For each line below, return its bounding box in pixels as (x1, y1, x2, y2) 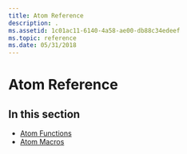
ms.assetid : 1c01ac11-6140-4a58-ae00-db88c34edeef (8, 26, 181, 34)
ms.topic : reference (8, 34, 78, 42)
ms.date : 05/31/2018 (8, 41, 78, 49)
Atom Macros (19, 137, 65, 147)
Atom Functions (19, 128, 72, 138)
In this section (8, 107, 81, 120)
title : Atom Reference (8, 11, 84, 20)
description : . (8, 19, 59, 27)
